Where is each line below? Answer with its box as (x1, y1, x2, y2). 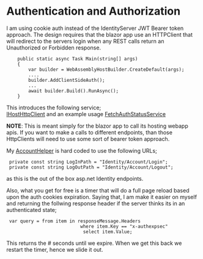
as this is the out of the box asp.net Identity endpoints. (6, 175, 144, 182)
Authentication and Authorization (6, 4, 181, 18)
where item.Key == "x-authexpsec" (80, 223, 168, 230)
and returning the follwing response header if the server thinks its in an (6, 200, 185, 207)
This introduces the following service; (6, 104, 102, 111)
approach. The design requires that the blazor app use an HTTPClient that (6, 31, 193, 38)
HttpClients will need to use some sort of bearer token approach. (6, 135, 170, 142)
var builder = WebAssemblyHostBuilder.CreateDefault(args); (28, 66, 185, 73)
